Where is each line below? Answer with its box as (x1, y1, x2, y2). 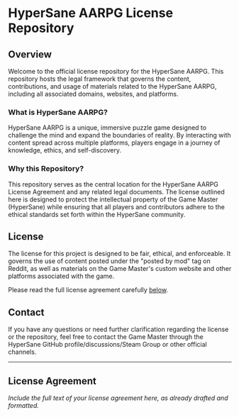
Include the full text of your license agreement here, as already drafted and (8, 394, 228, 402)
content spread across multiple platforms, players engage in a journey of (8, 138, 221, 147)
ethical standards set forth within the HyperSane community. (8, 210, 186, 218)
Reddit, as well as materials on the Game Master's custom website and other (8, 265, 232, 273)
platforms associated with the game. (8, 272, 115, 281)
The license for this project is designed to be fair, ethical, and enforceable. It (8, 250, 231, 258)
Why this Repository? (8, 164, 84, 174)
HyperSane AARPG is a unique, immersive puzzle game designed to (8, 123, 207, 132)
